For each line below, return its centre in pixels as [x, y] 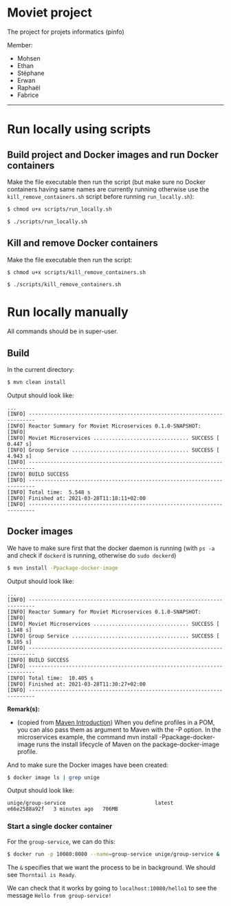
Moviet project [50, 13]
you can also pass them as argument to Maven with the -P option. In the [119, 729]
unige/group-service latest [90, 803]
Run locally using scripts [79, 129]
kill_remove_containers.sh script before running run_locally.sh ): [101, 196]
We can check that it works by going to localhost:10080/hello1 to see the [112, 888]
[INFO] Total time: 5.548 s [49, 492]
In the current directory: [41, 369]
